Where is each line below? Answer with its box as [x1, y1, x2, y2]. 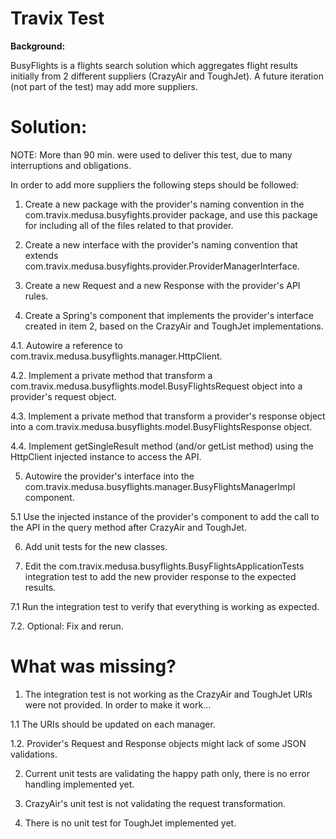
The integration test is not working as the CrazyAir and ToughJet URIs [24, 688, 313, 700]
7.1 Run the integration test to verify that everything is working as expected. [10, 600, 320, 612]
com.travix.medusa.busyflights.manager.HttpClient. [10, 350, 223, 362]
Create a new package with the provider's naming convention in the [24, 198, 305, 210]
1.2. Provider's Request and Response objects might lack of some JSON [10, 737, 307, 749]
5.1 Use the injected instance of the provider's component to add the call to [10, 510, 320, 522]
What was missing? [10, 655, 177, 678]
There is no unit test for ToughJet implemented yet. [24, 817, 237, 829]
